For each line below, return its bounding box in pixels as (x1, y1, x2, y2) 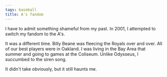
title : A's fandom (5, 12, 43, 17)
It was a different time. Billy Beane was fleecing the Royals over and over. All (5, 40, 162, 46)
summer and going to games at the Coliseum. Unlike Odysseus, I (5, 51, 138, 57)
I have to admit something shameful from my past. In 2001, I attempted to (5, 25, 156, 31)
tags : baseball (5, 7, 37, 12)
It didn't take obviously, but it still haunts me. (5, 66, 97, 72)
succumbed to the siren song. (5, 56, 67, 62)
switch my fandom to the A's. (5, 31, 65, 37)
